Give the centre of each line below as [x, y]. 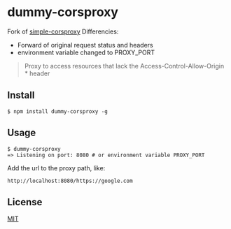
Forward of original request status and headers [85, 45]
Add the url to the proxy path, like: [56, 168]
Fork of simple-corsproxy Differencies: [63, 31]
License [25, 202]
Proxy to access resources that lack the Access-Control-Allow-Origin [124, 66]
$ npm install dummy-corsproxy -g [58, 111]
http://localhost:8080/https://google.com [70, 181]
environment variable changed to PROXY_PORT [86, 52]
